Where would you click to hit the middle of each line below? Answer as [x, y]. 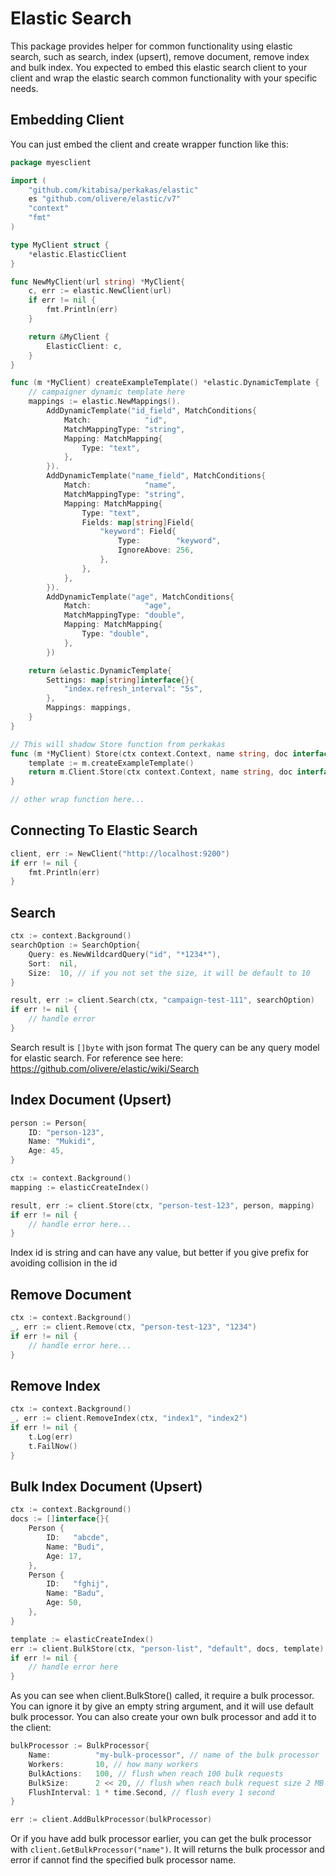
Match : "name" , [120, 485]
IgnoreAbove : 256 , [156, 550]
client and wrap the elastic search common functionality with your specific [164, 78]
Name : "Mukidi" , [62, 1142]
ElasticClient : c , [84, 346]
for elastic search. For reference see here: [97, 1058]
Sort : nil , [53, 963]
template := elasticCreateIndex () [82, 1639]
